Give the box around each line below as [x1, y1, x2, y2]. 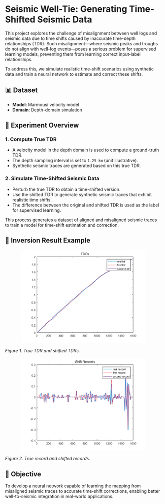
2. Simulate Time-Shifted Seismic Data [5, 175, 99, 182]
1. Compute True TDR [5, 136, 57, 143]
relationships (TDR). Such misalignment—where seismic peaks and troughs [5, 40, 158, 46]
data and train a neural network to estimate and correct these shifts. [5, 71, 143, 77]
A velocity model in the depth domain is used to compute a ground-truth [12, 147, 159, 153]
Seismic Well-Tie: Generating [5, 3, 127, 15]
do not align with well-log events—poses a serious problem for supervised [5, 46, 156, 52]
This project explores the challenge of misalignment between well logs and [5, 30, 157, 36]
